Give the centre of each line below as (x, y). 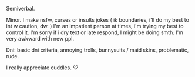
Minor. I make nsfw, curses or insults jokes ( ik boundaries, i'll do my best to (98, 20)
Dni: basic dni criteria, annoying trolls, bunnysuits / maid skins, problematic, (97, 50)
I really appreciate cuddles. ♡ (42, 68)
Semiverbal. (21, 9)
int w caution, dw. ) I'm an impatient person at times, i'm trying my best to (95, 26)
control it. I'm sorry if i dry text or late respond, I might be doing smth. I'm (95, 32)
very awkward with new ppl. (40, 38)
